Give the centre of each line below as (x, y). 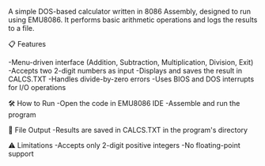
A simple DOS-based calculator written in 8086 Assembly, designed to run (130, 11)
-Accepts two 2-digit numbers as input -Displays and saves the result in (125, 71)
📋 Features (27, 44)
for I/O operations (37, 87)
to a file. (21, 28)
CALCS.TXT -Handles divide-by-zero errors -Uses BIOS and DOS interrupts (131, 79)
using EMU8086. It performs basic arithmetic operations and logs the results (133, 20)
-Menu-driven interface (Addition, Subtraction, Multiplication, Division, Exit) (131, 62)
